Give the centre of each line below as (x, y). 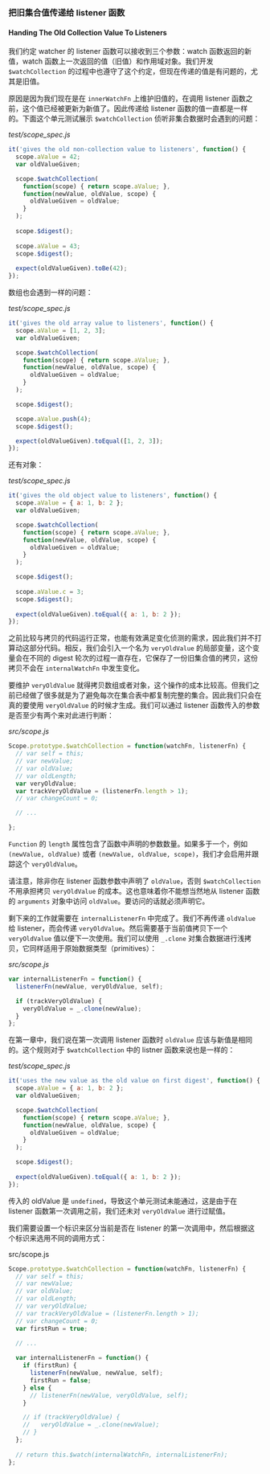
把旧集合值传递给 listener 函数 (67, 12)
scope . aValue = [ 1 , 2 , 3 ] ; (61, 330)
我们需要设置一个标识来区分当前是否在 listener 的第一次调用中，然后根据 (128, 1228)
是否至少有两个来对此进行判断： (61, 715)
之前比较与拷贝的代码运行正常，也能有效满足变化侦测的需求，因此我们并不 (131, 638)
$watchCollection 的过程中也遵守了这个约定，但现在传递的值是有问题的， (130, 72)
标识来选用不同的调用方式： (61, 1238)
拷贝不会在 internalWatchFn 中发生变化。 (76, 668)
